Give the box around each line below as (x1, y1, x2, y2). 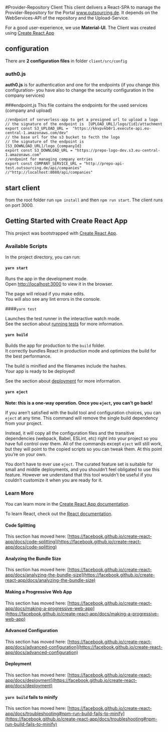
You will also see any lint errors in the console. (5, 296, 101, 302)
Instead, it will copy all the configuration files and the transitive (5, 430, 134, 436)
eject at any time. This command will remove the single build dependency (5, 415, 158, 421)
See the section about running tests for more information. (5, 321, 124, 327)
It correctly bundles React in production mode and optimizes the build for (5, 348, 156, 354)
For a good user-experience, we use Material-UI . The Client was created (5, 25, 156, 31)
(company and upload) (5, 107, 53, 113)
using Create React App (5, 30, 55, 36)
